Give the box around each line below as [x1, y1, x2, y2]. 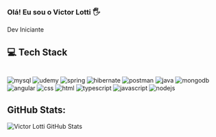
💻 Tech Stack [7, 46, 68, 58]
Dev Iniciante [7, 25, 45, 34]
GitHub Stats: [7, 104, 67, 116]
